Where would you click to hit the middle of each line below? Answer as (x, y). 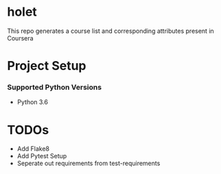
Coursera (20, 38)
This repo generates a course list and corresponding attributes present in (110, 31)
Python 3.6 (32, 102)
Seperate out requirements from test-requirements (89, 163)
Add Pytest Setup (42, 156)
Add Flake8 (33, 149)
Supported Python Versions (54, 88)
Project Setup (47, 66)
